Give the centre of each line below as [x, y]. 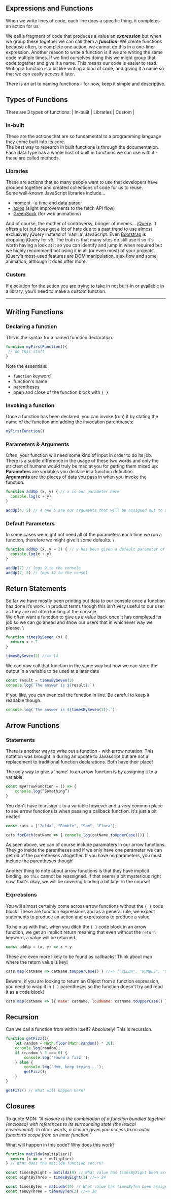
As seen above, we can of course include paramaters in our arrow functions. [86, 844]
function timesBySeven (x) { [37, 637]
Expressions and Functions [49, 8]
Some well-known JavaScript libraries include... [56, 193]
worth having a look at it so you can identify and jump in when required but [84, 245]
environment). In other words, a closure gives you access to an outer [78, 1129]
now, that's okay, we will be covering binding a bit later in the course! [78, 882]
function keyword [32, 376]
